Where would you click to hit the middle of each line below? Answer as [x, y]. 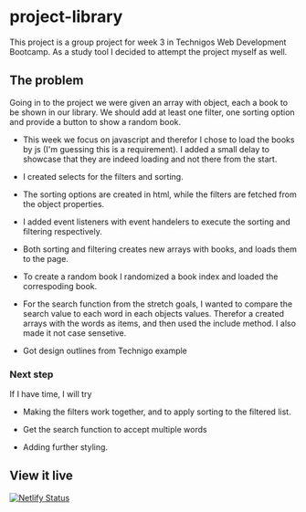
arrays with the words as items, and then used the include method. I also [159, 323]
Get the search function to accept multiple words [115, 430]
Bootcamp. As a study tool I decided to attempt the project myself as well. [148, 51]
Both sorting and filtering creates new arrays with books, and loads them [160, 249]
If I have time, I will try [51, 394]
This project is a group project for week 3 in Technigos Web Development [148, 42]
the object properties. [63, 204]
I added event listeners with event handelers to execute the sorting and [156, 222]
